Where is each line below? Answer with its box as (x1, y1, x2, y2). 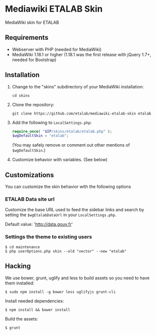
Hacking (5, 262, 31, 270)
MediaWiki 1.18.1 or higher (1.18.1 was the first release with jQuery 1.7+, (12, 51, 152, 57)
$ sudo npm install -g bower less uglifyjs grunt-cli (5, 289, 116, 294)
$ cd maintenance (5, 244, 40, 250)
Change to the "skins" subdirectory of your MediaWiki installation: (12, 84, 144, 89)
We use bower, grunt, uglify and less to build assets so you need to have (5, 275, 150, 281)
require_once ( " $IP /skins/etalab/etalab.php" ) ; (12, 129, 112, 134)
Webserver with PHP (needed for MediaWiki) (12, 46, 102, 52)
